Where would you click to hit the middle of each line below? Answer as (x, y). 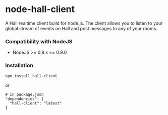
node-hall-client (40, 9)
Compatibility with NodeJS (39, 41)
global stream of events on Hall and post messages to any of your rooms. (81, 28)
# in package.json (24, 94)
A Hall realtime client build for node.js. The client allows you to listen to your (84, 23)
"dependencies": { (24, 99)
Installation (19, 65)
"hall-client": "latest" (36, 103)
